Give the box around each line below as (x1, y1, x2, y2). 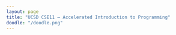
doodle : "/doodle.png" (6, 20, 63, 26)
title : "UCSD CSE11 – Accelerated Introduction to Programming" (6, 14, 171, 20)
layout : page (6, 8, 39, 15)
